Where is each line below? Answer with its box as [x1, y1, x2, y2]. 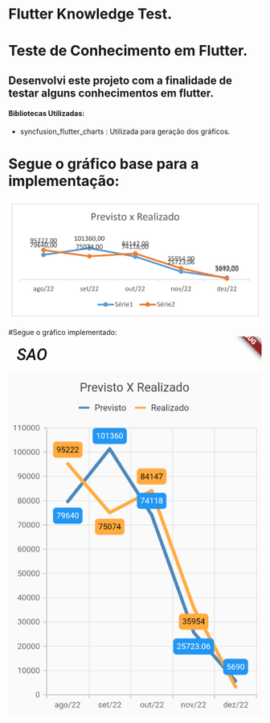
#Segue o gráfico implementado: [8, 327, 117, 337]
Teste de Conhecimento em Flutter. [8, 42, 247, 60]
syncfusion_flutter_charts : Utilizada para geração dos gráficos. [19, 126, 231, 136]
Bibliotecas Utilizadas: [8, 109, 85, 118]
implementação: [8, 172, 120, 190]
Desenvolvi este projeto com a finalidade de [8, 73, 233, 87]
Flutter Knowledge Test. [8, 5, 173, 23]
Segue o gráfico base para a [8, 155, 199, 173]
